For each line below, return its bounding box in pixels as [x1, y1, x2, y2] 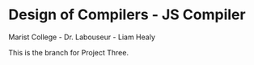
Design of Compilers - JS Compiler [8, 6, 246, 24]
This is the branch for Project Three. [8, 47, 129, 57]
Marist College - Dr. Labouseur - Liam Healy [8, 32, 156, 42]
